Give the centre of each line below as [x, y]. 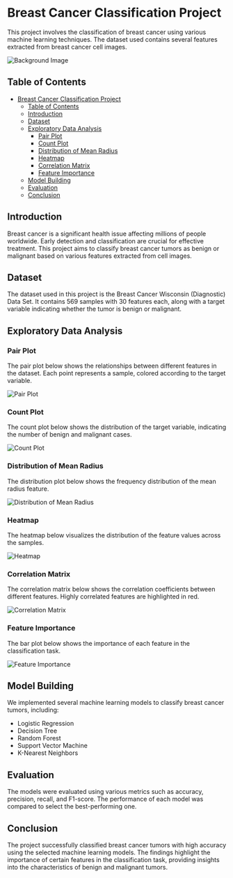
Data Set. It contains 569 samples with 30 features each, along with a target [116, 302]
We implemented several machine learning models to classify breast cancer [116, 703]
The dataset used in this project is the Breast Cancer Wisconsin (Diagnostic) [116, 294]
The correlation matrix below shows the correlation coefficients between [111, 590]
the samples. [26, 542]
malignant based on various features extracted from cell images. [100, 256]
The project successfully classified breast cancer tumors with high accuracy [117, 845]
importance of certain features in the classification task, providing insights [114, 859]
